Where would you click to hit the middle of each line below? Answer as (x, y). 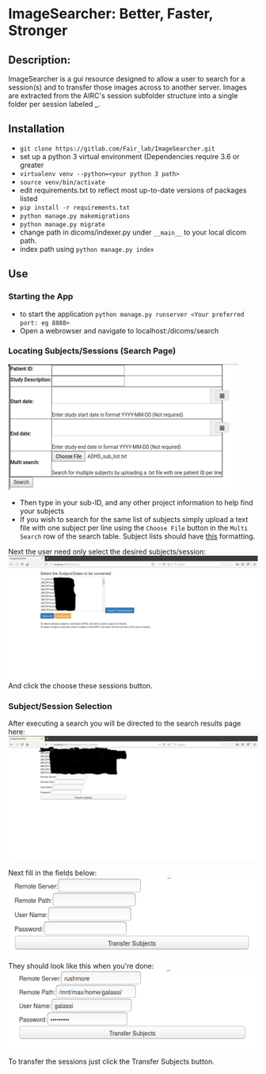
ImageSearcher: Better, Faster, (111, 14)
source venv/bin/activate (62, 182)
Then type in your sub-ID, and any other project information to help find (136, 502)
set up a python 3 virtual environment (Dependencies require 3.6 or (129, 156)
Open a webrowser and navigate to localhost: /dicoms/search (119, 330)
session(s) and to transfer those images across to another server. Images (127, 87)
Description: (40, 60)
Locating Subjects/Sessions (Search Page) (92, 351)
